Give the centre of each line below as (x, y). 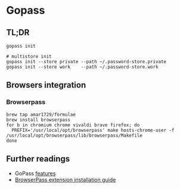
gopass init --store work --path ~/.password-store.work (83, 67)
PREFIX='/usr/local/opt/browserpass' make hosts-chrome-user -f (93, 130)
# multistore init (29, 57)
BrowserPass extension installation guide (65, 179)
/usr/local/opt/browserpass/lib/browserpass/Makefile (75, 135)
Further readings (38, 159)
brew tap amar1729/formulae (41, 114)
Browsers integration (46, 85)
